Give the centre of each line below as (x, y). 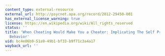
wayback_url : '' (22, 46)
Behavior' (19, 37)
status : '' (16, 28)
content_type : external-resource (39, 9)
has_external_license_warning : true (42, 19)
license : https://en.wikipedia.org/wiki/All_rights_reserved (69, 23)
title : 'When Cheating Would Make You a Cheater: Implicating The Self (80, 32)
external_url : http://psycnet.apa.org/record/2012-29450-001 (69, 14)
